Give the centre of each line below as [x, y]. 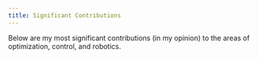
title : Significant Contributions [65, 15]
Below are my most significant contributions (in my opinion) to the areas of [129, 38]
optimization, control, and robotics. [65, 46]
